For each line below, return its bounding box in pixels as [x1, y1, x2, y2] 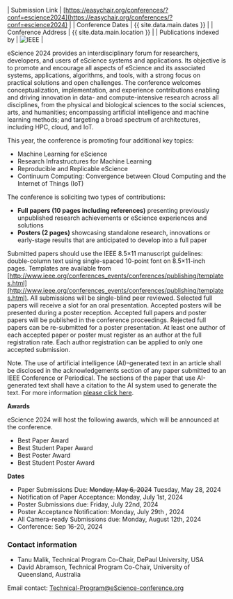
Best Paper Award [17, 436, 70, 445]
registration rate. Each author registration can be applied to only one [7, 338, 203, 346]
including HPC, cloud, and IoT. [7, 123, 94, 131]
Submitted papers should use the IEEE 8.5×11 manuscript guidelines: [7, 250, 203, 257]
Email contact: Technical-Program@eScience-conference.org [7, 584, 184, 592]
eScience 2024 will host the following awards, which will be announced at [7, 415, 219, 424]
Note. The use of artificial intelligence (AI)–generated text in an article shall [7, 359, 221, 367]
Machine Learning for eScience [17, 150, 108, 158]
